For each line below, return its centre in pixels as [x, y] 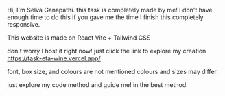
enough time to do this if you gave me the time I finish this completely [105, 17]
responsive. [24, 24]
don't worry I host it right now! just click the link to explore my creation [107, 51]
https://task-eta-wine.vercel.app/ [54, 58]
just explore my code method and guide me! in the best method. [98, 85]
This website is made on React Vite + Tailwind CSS [79, 38]
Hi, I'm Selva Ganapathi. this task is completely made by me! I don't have [110, 10]
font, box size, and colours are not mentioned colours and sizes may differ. [113, 72]
